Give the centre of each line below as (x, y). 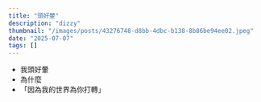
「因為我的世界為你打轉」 (62, 90)
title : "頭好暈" (34, 16)
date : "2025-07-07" (41, 38)
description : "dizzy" (45, 23)
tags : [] (23, 46)
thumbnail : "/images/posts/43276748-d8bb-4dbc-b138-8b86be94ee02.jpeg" (131, 31)
